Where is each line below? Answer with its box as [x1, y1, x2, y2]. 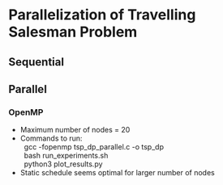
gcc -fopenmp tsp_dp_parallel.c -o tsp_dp [24, 142, 165, 152]
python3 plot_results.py [24, 159, 103, 169]
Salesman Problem [8, 23, 138, 41]
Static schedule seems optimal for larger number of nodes [19, 168, 215, 178]
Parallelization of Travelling [8, 6, 196, 24]
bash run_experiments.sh [24, 151, 109, 161]
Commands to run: [19, 133, 83, 143]
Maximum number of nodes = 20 [19, 125, 131, 135]
